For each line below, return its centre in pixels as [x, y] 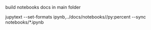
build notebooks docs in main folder [43, 7]
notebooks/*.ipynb [25, 22]
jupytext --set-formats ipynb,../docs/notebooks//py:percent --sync [76, 17]
